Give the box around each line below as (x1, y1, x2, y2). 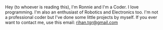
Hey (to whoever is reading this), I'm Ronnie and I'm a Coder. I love (5, 4, 139, 10)
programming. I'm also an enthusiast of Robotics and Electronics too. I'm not (5, 9, 158, 15)
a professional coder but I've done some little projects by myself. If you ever (5, 15, 157, 20)
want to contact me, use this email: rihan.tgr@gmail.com (5, 19, 118, 25)
